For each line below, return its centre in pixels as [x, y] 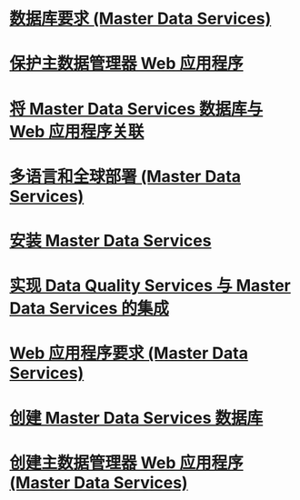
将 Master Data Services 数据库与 [136, 109]
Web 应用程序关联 [77, 131]
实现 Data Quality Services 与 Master [150, 286]
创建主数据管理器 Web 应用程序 [126, 462]
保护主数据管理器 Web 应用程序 [126, 64]
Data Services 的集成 [90, 309]
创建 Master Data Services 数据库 [136, 418]
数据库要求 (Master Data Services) [140, 19]
